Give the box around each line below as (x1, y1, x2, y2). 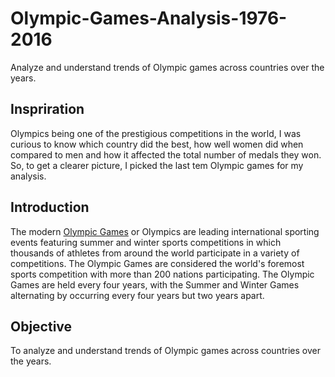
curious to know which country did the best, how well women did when (10, 138, 304, 150)
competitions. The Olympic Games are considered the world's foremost (10, 257, 305, 269)
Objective (10, 318, 73, 335)
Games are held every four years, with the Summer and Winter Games (10, 278, 300, 291)
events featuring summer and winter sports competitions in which (10, 236, 282, 248)
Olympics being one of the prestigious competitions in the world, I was (10, 127, 302, 139)
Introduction (10, 199, 90, 216)
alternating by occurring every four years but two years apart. (10, 289, 265, 301)
